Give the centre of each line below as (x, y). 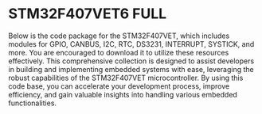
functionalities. (33, 103)
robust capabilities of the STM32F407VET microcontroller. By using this (126, 78)
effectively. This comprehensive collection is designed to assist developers (131, 61)
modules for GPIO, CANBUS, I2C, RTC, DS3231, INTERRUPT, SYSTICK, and (131, 44)
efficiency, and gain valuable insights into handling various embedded (123, 94)
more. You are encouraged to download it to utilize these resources (119, 52)
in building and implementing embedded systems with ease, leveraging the (131, 69)
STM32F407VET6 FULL (88, 14)
